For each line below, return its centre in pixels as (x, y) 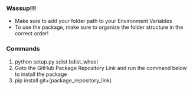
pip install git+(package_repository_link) (63, 80)
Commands (23, 49)
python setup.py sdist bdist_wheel (56, 61)
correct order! (32, 34)
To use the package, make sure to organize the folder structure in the (99, 27)
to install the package (41, 74)
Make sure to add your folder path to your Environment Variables (93, 21)
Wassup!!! (21, 8)
